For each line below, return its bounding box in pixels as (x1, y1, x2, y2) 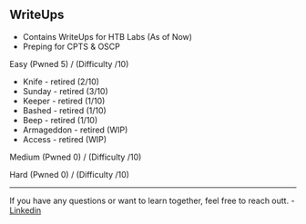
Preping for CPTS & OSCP (22, 41, 121, 52)
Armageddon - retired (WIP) (22, 124, 128, 135)
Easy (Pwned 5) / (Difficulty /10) (9, 58, 129, 69)
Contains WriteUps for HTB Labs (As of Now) (22, 31, 193, 42)
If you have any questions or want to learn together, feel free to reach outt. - (9, 195, 295, 206)
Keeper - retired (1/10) (22, 95, 106, 106)
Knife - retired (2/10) (22, 76, 100, 87)
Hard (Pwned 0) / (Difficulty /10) (9, 169, 130, 180)
